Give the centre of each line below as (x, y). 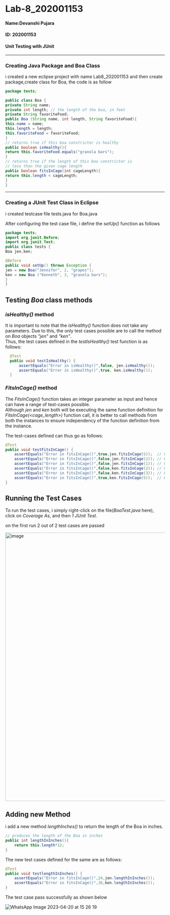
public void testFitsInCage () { (39, 450)
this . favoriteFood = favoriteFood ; (43, 133)
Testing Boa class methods (49, 300)
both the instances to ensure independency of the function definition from (82, 420)
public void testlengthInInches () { (44, 874)
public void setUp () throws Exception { (49, 265)
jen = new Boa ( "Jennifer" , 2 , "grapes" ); (50, 270)
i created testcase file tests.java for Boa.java (51, 213)
